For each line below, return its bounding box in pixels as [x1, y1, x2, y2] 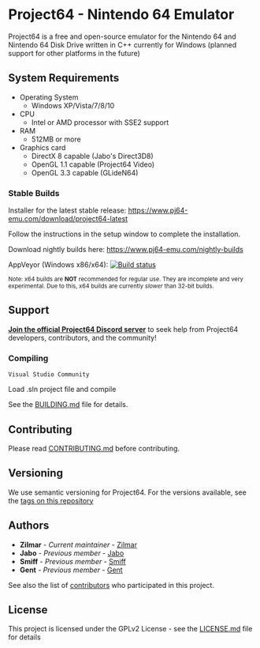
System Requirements [8, 71, 120, 85]
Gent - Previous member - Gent [19, 565, 124, 575]
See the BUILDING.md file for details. [8, 400, 128, 409]
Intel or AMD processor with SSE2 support [31, 117, 169, 127]
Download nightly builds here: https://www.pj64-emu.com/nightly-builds [8, 245, 244, 254]
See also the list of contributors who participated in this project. [8, 580, 215, 590]
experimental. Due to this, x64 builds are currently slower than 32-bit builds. [8, 282, 214, 290]
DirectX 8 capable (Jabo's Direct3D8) [31, 151, 154, 160]
